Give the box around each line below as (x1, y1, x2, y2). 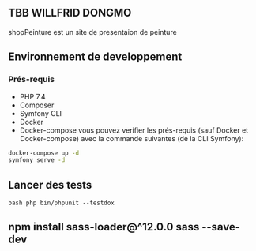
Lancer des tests (8, 178, 92, 192)
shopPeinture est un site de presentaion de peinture (8, 27, 178, 36)
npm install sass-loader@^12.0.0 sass (8, 220, 200, 234)
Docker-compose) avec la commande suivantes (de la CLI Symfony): (19, 133, 244, 143)
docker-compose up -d (8, 149, 80, 157)
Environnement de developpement (8, 51, 183, 64)
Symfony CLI (19, 108, 62, 118)
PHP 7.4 (19, 92, 46, 101)
